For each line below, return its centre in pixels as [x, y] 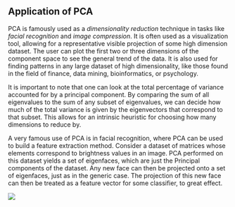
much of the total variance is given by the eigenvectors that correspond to [116, 109]
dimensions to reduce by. [45, 124]
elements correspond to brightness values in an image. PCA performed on [116, 153]
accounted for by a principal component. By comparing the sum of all [109, 94]
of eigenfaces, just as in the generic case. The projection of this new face [115, 175]
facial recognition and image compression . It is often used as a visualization [118, 36]
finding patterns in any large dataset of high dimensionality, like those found [118, 65]
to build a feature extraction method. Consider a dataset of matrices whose [117, 145]
